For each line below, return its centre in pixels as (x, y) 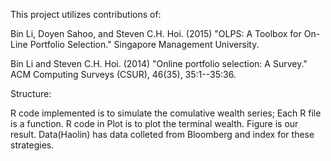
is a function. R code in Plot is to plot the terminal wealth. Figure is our (154, 123)
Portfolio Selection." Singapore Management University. (144, 44)
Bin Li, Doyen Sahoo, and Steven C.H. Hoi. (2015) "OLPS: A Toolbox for (156, 33)
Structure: (31, 93)
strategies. (32, 145)
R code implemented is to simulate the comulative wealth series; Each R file (166, 113)
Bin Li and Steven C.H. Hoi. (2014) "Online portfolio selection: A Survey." (159, 63)
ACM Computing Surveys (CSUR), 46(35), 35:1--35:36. (123, 74)
